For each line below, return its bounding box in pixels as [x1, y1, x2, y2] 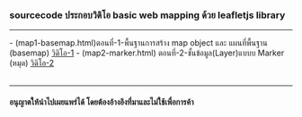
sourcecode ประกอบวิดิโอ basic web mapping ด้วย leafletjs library [9, 9, 286, 21]
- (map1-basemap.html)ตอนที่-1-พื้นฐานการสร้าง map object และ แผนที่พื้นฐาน [9, 38, 268, 48]
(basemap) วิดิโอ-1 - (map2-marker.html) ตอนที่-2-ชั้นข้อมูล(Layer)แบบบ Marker [9, 47, 285, 58]
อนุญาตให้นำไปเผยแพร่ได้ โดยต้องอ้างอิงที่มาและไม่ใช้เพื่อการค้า [9, 96, 195, 107]
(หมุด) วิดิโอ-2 [9, 58, 55, 69]
